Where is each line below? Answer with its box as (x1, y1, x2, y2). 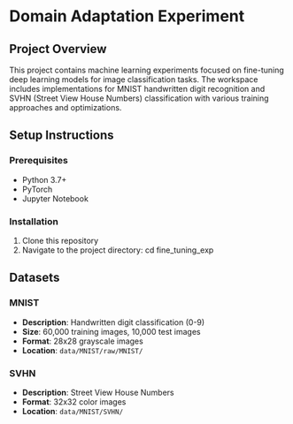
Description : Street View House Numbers (21, 387, 174, 397)
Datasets (9, 270, 60, 285)
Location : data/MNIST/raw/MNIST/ (21, 344, 143, 355)
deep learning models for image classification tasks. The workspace (9, 74, 258, 85)
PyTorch (21, 184, 53, 194)
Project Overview (9, 42, 107, 57)
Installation (9, 215, 59, 227)
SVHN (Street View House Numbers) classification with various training (9, 93, 269, 103)
